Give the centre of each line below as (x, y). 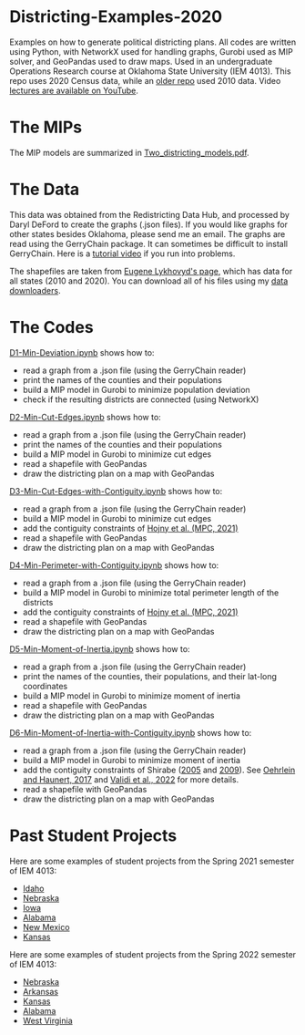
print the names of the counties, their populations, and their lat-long (150, 676)
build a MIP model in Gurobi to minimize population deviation (136, 389)
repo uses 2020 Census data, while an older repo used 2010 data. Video (145, 80)
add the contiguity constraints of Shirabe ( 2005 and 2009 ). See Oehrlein (159, 770)
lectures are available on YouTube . (74, 90)
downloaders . (35, 290)
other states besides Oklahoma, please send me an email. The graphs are (147, 233)
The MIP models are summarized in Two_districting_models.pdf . (129, 152)
